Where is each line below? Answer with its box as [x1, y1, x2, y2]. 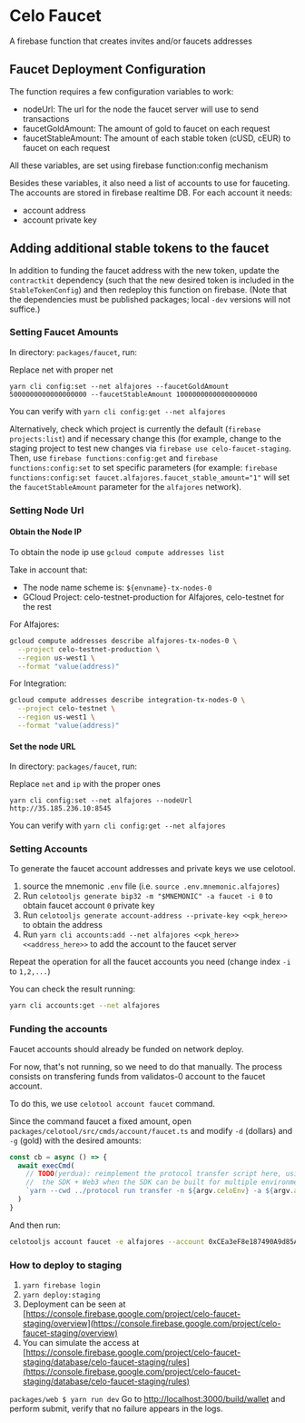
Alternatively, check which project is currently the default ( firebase [9, 423, 261, 434]
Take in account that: [9, 564, 88, 575]
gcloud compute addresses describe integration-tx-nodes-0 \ [9, 696, 246, 705]
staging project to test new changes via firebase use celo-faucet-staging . [9, 443, 292, 453]
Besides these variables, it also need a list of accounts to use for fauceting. [9, 177, 290, 188]
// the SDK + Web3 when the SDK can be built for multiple [25, 1178, 258, 1187]
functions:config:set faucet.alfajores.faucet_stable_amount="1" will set [9, 472, 290, 483]
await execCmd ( [17, 1160, 75, 1170]
